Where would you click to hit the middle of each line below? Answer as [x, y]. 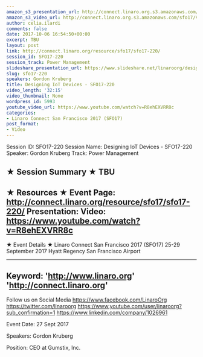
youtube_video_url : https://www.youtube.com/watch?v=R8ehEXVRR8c [90, 107]
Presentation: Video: [66, 211]
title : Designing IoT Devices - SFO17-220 [60, 85]
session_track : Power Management [48, 62]
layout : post [23, 46]
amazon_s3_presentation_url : [43, 12]
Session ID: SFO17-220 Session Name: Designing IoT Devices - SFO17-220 [99, 147]
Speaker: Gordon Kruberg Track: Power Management [72, 153]
